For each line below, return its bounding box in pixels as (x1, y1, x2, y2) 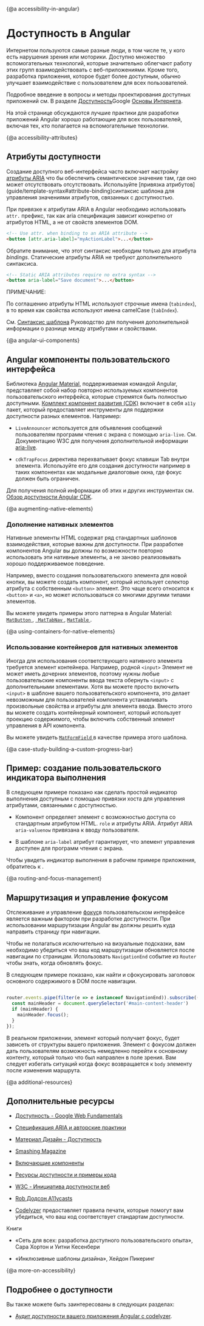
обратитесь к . (6, 863, 44, 871)
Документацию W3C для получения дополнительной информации (15, 437, 188, 444)
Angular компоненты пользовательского (6, 354, 170, 365)
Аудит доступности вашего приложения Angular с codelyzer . (15, 1313, 172, 1320)
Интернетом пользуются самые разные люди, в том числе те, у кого (6, 46, 185, 54)
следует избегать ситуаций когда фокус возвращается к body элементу (6, 1060, 192, 1068)
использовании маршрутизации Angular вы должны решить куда (6, 922, 175, 929)
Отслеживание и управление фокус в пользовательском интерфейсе (6, 908, 185, 916)
